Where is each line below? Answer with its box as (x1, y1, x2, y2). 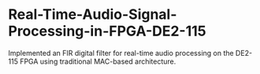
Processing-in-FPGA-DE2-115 (8, 22, 206, 40)
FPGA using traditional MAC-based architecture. (19, 57, 176, 66)
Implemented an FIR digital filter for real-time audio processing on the (8, 48, 234, 57)
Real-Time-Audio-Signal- (8, 6, 177, 24)
